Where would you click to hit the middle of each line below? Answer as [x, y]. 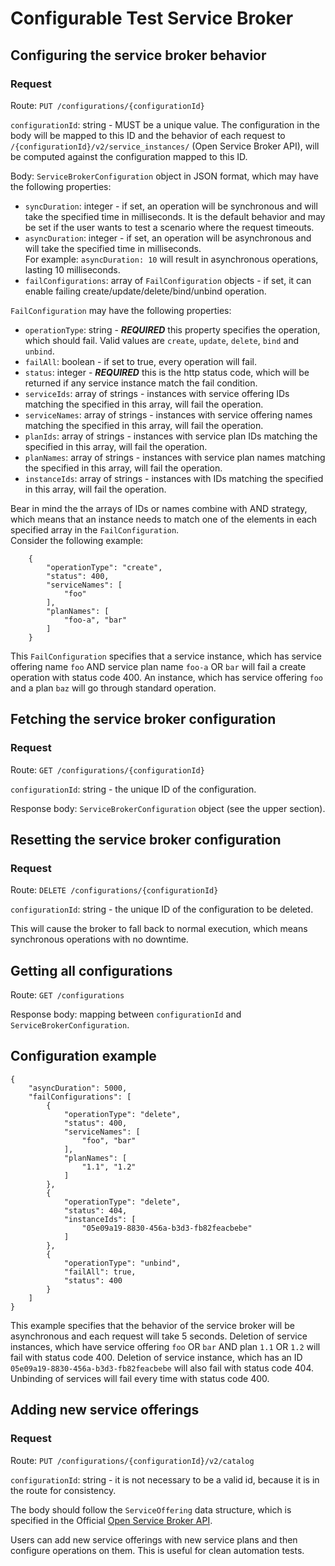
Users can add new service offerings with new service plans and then [154, 1539]
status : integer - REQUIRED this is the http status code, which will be [167, 372]
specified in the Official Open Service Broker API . [111, 1520]
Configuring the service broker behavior [138, 55]
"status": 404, [95, 1210]
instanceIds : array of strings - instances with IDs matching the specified [174, 478]
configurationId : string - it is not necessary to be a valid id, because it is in [165, 1479]
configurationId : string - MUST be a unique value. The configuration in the [165, 124]
